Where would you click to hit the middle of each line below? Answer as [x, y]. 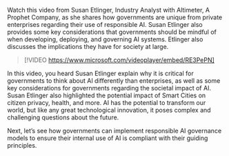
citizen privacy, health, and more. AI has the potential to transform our [107, 103]
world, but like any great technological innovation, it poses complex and [109, 110]
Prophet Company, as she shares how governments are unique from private [115, 17]
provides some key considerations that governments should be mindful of [112, 32]
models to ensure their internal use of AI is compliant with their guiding [108, 138]
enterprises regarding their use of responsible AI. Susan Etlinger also [105, 25]
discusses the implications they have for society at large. [88, 47]
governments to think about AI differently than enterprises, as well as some [114, 81]
